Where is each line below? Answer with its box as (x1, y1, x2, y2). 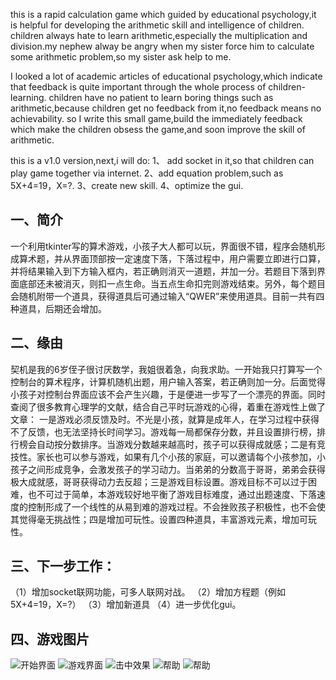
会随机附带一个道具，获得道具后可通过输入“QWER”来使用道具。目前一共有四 (10, 290, 325, 302)
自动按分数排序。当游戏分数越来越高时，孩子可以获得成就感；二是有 (36, 438, 317, 450)
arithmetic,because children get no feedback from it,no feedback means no (10, 102, 322, 114)
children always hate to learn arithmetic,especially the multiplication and (10, 30, 308, 41)
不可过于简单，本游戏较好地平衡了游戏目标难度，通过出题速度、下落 (36, 488, 317, 500)
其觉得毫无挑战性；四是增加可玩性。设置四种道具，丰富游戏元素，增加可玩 (10, 513, 317, 525)
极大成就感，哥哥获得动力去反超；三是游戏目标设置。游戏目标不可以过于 (10, 475, 308, 488)
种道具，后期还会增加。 (10, 302, 107, 314)
